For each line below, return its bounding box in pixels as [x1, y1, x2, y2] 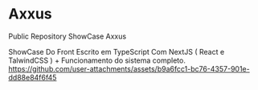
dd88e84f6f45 [8, 72, 57, 82]
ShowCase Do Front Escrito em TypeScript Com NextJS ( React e [8, 47, 225, 56]
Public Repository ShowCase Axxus [8, 31, 127, 41]
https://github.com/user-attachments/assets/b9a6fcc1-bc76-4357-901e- [8, 63, 251, 73]
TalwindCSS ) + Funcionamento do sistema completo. [8, 55, 186, 65]
